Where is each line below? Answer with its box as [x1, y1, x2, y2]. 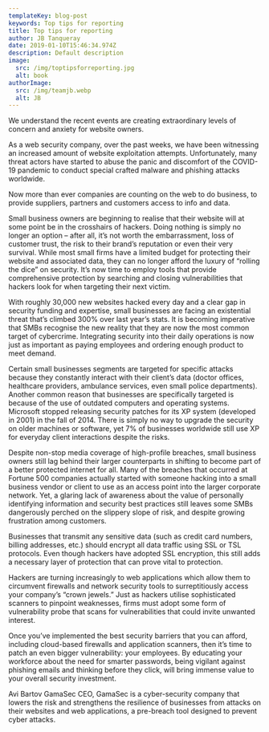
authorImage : [8, 79, 52, 87]
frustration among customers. [8, 516, 107, 526]
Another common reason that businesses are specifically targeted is [8, 390, 234, 400]
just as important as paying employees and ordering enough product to [8, 340, 244, 350]
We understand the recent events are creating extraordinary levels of [8, 116, 237, 125]
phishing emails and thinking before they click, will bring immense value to [8, 665, 255, 675]
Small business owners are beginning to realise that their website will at [8, 213, 245, 223]
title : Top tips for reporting [8, 26, 113, 35]
